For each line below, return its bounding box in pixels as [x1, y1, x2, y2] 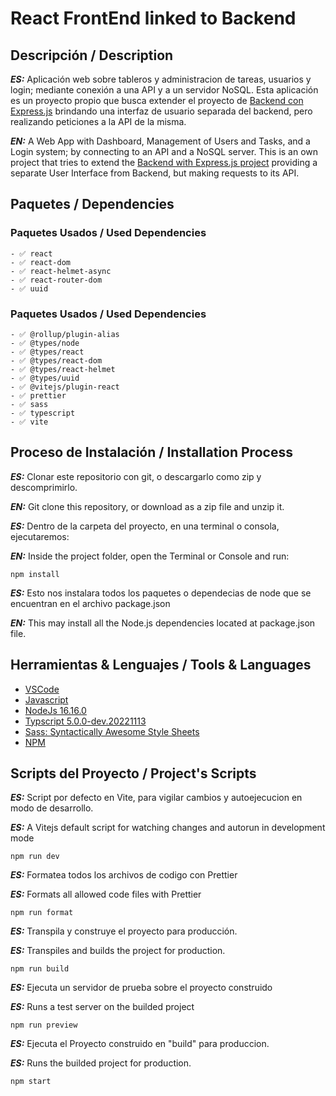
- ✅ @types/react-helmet [10, 364, 116, 374]
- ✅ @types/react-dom [10, 355, 103, 366]
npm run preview [10, 1020, 78, 1031]
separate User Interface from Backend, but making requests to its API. [10, 167, 300, 179]
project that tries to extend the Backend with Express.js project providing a [10, 157, 318, 168]
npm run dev [10, 852, 60, 862]
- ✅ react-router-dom [10, 275, 103, 285]
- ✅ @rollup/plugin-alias [10, 329, 120, 339]
